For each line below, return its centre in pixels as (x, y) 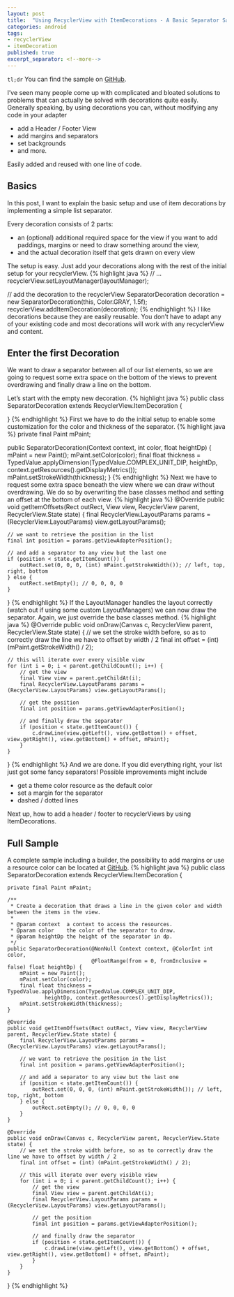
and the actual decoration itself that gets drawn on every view (106, 252)
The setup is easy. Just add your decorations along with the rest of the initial (117, 265)
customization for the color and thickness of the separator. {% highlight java (116, 427)
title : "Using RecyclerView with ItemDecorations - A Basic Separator (113, 20)
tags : (15, 33)
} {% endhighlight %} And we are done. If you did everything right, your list (115, 765)
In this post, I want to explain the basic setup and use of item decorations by (117, 203)
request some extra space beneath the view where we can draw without (111, 485)
